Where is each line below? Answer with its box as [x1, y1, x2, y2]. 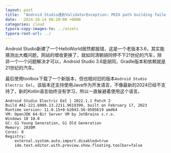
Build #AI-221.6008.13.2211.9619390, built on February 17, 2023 [5, 103, 147, 108]
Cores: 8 [5, 130, 24, 135]
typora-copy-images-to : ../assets [5, 26, 79, 32]
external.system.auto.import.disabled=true [14, 138, 109, 143]
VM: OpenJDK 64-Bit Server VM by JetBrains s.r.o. [5, 112, 115, 117]
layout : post [5, 7, 33, 13]
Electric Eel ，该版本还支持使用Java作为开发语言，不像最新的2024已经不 [5, 82, 161, 88]
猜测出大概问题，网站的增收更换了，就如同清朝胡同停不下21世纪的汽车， [5, 52, 158, 58]
